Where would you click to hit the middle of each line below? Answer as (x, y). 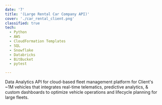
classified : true (22, 23)
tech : (10, 28)
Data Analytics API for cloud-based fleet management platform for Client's (79, 82)
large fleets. (17, 97)
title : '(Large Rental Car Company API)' (47, 14)
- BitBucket (22, 59)
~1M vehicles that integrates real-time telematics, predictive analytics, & (77, 87)
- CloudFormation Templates (38, 41)
